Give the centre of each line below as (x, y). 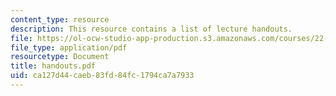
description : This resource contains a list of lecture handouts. (151, 29)
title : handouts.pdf (53, 66)
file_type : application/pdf (69, 47)
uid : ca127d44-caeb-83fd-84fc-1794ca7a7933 (102, 76)
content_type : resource (60, 19)
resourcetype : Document (60, 57)
